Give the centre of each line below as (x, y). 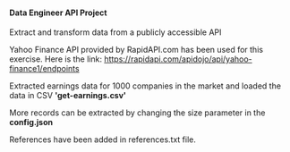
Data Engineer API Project (58, 13)
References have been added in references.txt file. (103, 139)
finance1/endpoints (44, 69)
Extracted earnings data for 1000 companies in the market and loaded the (145, 86)
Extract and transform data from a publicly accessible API (115, 32)
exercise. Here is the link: (56, 59)
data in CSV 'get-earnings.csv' (68, 96)
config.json (31, 122)
